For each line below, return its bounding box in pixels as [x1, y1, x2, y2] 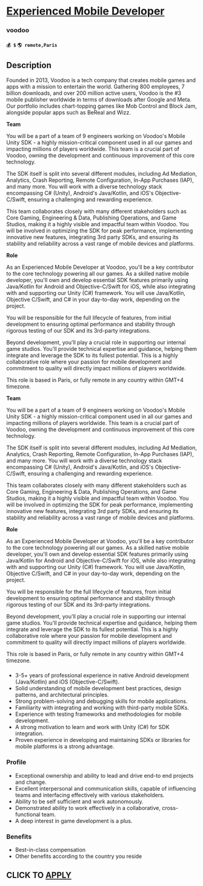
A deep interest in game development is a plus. [15, 817, 133, 825]
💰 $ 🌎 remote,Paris [6, 42, 58, 48]
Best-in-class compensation [15, 846, 86, 854]
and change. [15, 778, 47, 786]
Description [6, 60, 52, 71]
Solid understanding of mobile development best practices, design [15, 685, 182, 692]
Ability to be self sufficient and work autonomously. [15, 798, 144, 805]
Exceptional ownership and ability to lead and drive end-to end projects [15, 772, 194, 779]
